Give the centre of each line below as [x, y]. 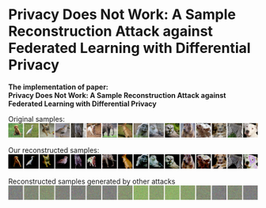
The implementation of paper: [59, 87]
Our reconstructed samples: [54, 150]
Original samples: [37, 119]
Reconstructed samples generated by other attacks [92, 181]
